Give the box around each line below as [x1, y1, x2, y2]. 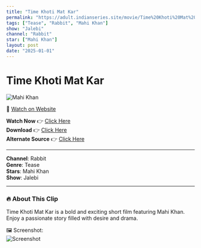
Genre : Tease [6, 161, 40, 168]
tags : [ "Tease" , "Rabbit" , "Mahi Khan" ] [6, 20, 109, 26]
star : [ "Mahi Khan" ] [6, 37, 58, 43]
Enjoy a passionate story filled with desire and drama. [6, 214, 138, 222]
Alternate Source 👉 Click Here [6, 135, 85, 142]
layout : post [6, 43, 39, 49]
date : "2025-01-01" [6, 48, 55, 54]
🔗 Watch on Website [6, 105, 56, 112]
